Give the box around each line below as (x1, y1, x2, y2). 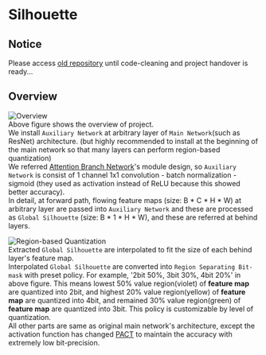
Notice (8, 37, 42, 51)
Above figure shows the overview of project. (8, 119, 154, 129)
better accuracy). (8, 187, 65, 197)
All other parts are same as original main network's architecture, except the (8, 321, 256, 330)
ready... (8, 67, 33, 76)
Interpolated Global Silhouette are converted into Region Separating (8, 261, 236, 271)
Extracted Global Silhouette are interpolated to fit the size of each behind (8, 244, 252, 254)
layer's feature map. (8, 253, 74, 263)
